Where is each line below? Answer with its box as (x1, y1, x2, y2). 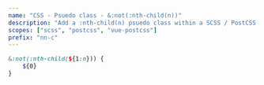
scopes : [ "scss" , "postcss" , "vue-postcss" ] (8, 26, 157, 34)
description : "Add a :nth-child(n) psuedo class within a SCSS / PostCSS (8, 19, 257, 27)
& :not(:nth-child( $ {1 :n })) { (8, 55, 104, 63)
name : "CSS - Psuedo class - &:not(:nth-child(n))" (8, 11, 182, 20)
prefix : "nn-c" (8, 33, 58, 42)
